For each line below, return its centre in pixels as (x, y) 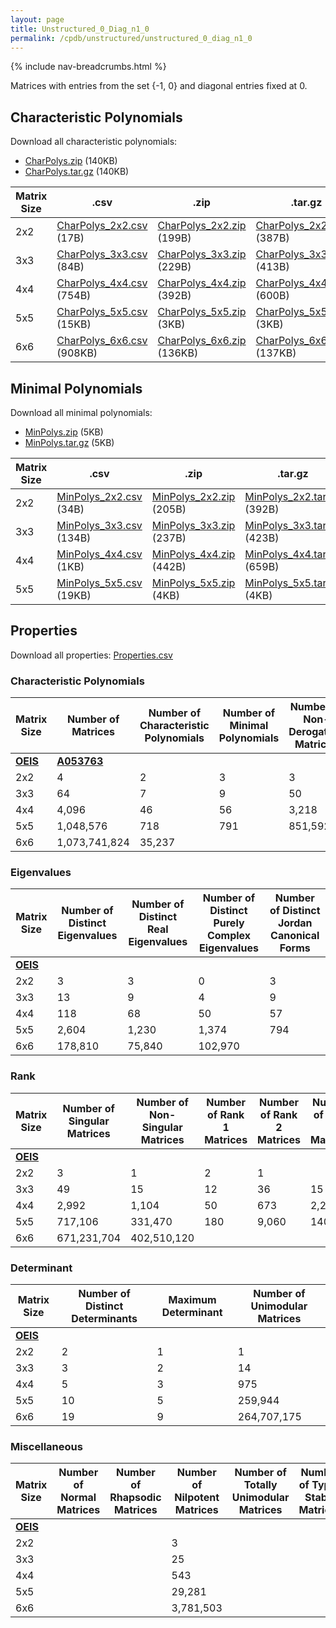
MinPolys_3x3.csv (99, 525)
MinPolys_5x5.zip (193, 583)
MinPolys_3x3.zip (193, 525)
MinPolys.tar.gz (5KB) (69, 442)
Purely (229, 923)
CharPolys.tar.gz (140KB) (77, 172)
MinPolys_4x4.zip (193, 554)
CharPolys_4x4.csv (102, 283)
